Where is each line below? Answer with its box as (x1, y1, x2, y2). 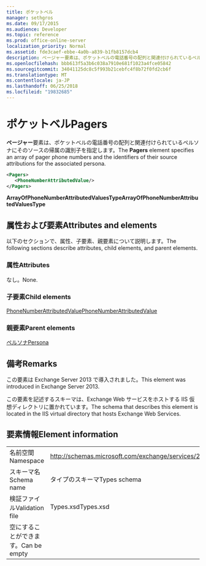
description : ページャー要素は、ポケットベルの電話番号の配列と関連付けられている (6, 55, 193, 61)
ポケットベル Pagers (6, 117, 108, 131)
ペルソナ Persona (6, 339, 49, 346)
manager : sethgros (6, 15, 53, 21)
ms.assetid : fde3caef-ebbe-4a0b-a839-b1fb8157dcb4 (6, 49, 139, 55)
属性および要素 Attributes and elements (6, 220, 158, 230)
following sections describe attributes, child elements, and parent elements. (6, 244, 198, 252)
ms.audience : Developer (6, 26, 67, 33)
